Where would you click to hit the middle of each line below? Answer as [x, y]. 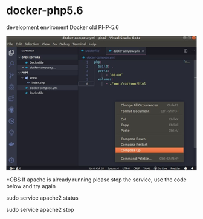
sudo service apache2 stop [40, 210]
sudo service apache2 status [42, 198]
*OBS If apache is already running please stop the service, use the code [96, 180]
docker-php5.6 [45, 11]
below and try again [31, 186]
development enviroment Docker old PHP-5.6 [63, 27]
